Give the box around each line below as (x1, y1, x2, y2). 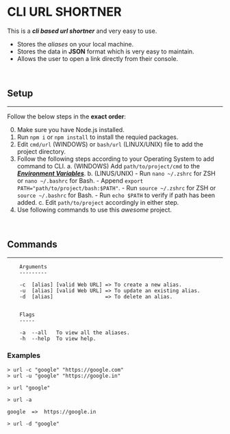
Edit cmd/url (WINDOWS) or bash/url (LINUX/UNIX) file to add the (16, 140, 203, 148)
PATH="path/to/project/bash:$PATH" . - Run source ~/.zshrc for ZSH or (16, 183, 216, 192)
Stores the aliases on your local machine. (16, 40, 134, 48)
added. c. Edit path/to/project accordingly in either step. (16, 198, 179, 206)
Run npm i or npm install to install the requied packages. (16, 133, 179, 141)
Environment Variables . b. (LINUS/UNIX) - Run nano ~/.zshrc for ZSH (16, 169, 216, 177)
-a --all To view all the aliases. (19, 329, 130, 336)
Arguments (19, 263, 48, 270)
